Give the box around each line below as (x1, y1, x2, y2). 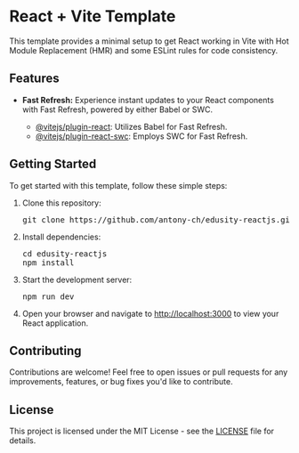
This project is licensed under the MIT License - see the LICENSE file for (9, 425, 274, 437)
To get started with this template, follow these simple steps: (9, 180, 228, 190)
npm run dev (21, 291, 75, 302)
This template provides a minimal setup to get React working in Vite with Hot (9, 36, 289, 46)
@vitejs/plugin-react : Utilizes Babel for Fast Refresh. (35, 121, 228, 132)
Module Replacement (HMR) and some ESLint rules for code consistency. (9, 44, 279, 55)
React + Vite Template (9, 6, 176, 27)
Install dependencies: (21, 231, 101, 242)
